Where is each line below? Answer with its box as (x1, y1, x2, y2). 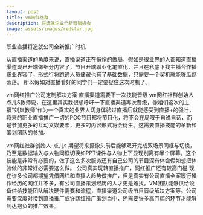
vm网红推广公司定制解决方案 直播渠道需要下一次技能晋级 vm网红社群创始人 (6, 91, 195, 98)
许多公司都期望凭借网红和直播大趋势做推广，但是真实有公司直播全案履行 (11, 172, 192, 179)
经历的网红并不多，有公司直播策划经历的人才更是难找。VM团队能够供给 (11, 179, 190, 187)
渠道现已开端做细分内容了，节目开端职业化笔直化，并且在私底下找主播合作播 (6, 63, 197, 71)
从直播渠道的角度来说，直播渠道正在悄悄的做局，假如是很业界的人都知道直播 (6, 56, 197, 63)
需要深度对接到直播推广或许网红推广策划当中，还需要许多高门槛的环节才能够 (6, 194, 197, 202)
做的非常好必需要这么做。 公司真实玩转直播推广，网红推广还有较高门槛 (11, 164, 188, 172)
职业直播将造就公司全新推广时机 (6, 43, 86, 50)
